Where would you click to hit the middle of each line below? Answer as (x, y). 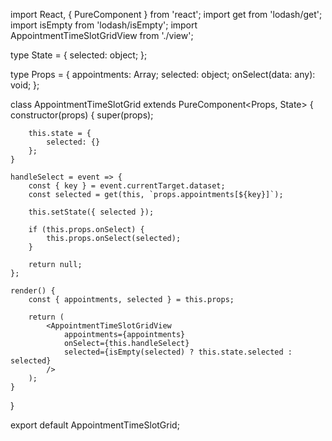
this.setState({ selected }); (91, 212)
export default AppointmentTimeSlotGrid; (95, 425)
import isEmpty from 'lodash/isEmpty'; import (104, 25)
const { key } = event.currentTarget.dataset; (127, 186)
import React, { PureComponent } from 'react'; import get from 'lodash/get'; (166, 14)
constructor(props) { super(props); (82, 115)
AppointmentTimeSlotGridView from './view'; (102, 35)
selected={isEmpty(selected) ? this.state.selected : (178, 352)
